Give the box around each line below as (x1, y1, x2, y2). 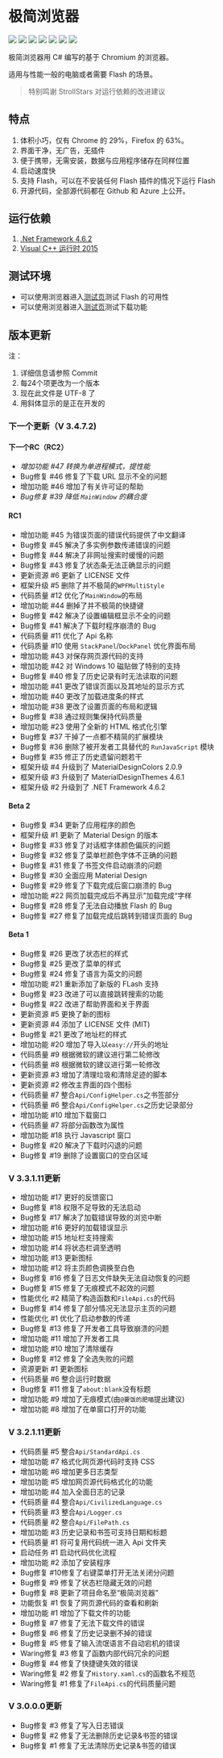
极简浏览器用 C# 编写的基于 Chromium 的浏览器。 (8, 52, 173, 61)
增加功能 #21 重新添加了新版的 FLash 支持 (19, 978, 159, 989)
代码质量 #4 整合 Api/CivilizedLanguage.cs (19, 1496, 163, 1506)
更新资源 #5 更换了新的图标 (19, 1009, 111, 1019)
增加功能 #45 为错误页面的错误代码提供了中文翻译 (19, 529, 186, 539)
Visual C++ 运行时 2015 (19, 243, 98, 253)
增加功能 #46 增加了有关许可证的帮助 (19, 482, 144, 492)
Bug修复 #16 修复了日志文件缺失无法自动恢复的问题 (19, 1273, 191, 1283)
